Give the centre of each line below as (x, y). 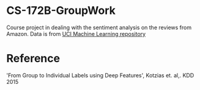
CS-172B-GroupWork (61, 11)
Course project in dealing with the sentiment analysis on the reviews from (99, 27)
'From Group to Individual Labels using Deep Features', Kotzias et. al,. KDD (100, 75)
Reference (33, 59)
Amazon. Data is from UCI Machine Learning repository (76, 33)
